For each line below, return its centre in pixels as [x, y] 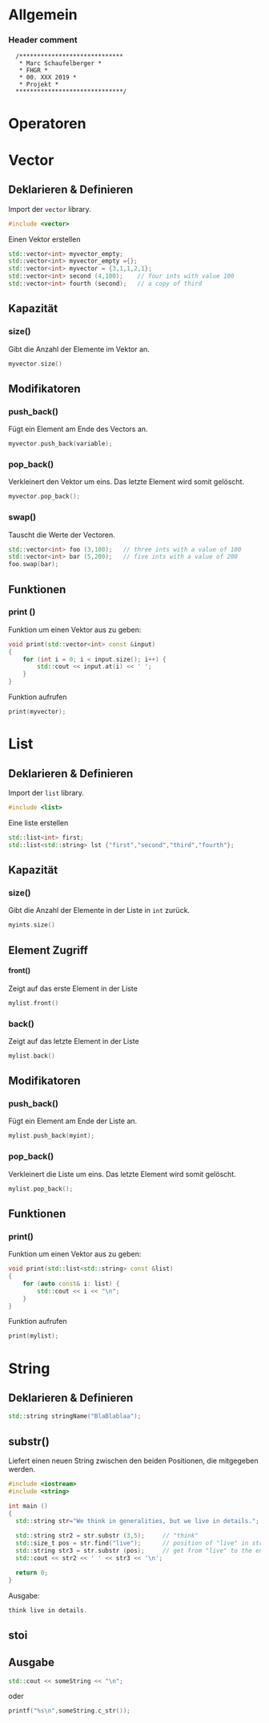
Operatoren [47, 123]
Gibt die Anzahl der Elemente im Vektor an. [79, 349]
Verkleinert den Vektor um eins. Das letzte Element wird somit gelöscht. [126, 482]
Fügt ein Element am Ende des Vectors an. [78, 429]
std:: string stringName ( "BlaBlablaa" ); [75, 1416]
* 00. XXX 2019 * [48, 78]
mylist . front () [34, 1003]
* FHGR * [33, 71]
